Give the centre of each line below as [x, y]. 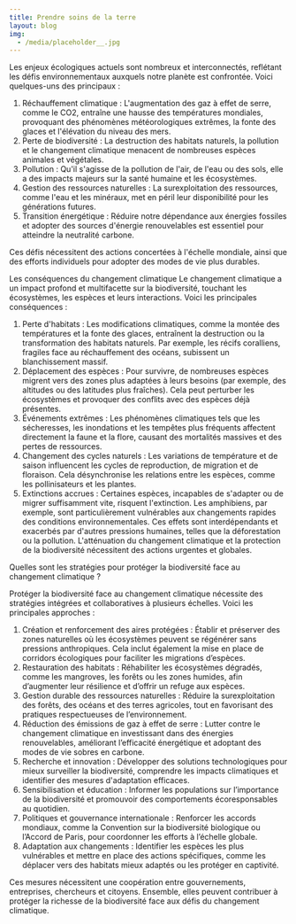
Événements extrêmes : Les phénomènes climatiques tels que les [141, 418]
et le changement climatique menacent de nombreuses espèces [139, 151]
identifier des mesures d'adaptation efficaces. [106, 780]
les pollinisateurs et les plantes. [79, 485]
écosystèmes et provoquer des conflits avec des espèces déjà [136, 400]
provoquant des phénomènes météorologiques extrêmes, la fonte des [149, 122]
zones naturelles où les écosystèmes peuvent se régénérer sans [139, 640]
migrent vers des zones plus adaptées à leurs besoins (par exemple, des [154, 381]
